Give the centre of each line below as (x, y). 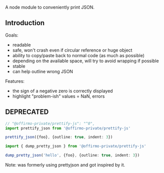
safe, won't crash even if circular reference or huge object (72, 50)
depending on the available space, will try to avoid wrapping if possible (85, 61)
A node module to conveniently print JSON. (50, 7)
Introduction (25, 23)
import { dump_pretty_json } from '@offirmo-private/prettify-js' (76, 146)
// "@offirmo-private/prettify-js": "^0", (50, 123)
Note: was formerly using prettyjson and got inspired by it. (65, 165)
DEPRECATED (27, 112)
